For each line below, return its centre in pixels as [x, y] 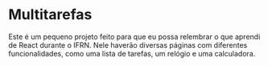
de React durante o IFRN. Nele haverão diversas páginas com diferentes [128, 45]
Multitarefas [50, 15]
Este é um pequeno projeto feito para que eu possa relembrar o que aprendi [134, 37]
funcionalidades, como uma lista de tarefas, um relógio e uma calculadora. [132, 53]
